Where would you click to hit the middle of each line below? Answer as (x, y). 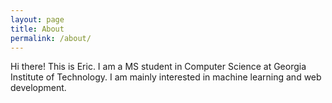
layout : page (37, 19)
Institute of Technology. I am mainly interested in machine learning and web (166, 77)
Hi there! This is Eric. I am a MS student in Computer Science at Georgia (158, 67)
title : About (37, 29)
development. (38, 88)
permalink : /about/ (51, 38)
